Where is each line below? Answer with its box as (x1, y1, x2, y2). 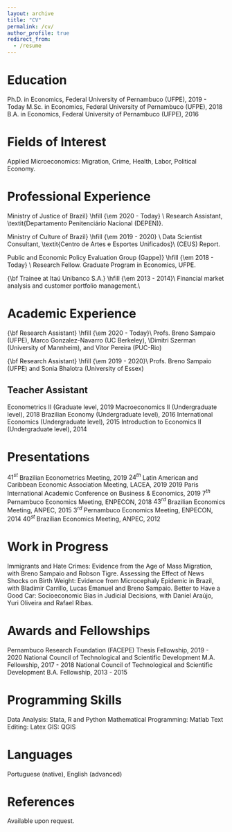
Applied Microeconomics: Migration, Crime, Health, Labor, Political (7, 157, 197, 165)
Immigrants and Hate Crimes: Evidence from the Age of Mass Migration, (7, 562, 213, 570)
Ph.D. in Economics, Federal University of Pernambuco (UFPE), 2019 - (7, 95, 207, 103)
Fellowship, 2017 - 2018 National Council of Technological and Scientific (7, 660, 213, 669)
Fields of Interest (7, 135, 107, 150)
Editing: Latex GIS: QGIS (7, 722, 76, 731)
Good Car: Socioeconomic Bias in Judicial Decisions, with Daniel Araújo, (7, 591, 213, 600)
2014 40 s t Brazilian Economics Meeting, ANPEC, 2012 (7, 514, 161, 523)
